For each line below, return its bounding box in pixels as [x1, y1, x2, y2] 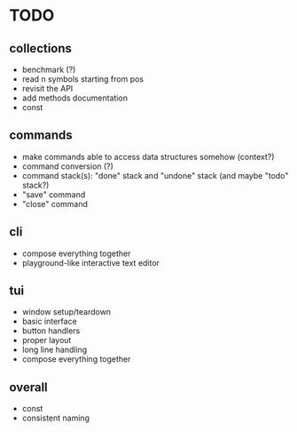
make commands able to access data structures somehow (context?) [21, 151, 275, 162]
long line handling [21, 344, 88, 356]
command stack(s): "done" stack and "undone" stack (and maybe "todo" [21, 170, 289, 180]
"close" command [21, 198, 89, 209]
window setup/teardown [21, 307, 112, 317]
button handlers [21, 325, 81, 336]
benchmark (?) [21, 64, 76, 75]
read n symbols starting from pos [21, 74, 145, 84]
